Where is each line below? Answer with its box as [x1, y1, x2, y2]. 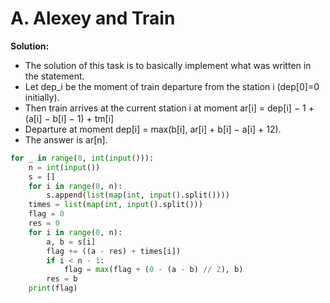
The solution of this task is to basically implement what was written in [24, 59, 312, 71]
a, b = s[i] [46, 237, 97, 247]
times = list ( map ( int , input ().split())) [28, 200, 203, 210]
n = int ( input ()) [28, 162, 101, 172]
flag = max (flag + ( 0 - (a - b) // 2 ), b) [63, 265, 244, 275]
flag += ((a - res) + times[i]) [46, 246, 182, 256]
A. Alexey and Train [10, 7, 176, 30]
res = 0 [28, 218, 60, 229]
